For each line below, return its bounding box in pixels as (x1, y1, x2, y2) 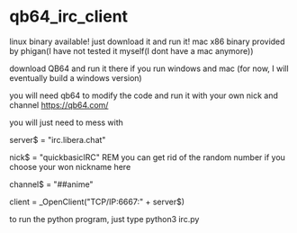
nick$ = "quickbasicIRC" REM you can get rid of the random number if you (9, 151, 286, 163)
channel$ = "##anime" (9, 178, 94, 190)
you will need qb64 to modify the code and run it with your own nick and (9, 90, 279, 101)
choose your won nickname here (9, 161, 131, 172)
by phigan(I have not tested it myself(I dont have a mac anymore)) (9, 45, 254, 56)
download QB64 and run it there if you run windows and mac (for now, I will (9, 63, 290, 74)
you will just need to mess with (9, 117, 124, 128)
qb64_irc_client (9, 6, 129, 27)
